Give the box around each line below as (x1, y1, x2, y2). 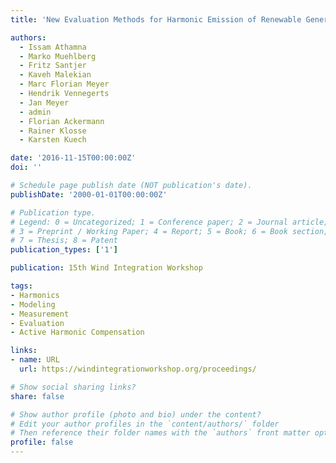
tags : (10, 281, 33, 291)
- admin (19, 107, 52, 117)
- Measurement (10, 309, 70, 319)
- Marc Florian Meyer (19, 79, 110, 90)
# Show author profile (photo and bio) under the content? (10, 409, 262, 420)
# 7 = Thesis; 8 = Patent (10, 236, 118, 246)
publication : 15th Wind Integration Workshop (10, 263, 203, 273)
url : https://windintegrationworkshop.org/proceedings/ (19, 364, 257, 374)
